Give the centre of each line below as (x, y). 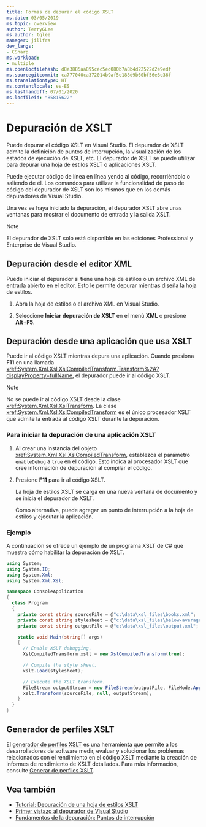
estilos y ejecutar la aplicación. (54, 517)
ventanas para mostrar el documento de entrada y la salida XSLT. (89, 214)
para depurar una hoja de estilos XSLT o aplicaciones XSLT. (82, 164)
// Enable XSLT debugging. (57, 648)
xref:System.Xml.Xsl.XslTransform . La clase (62, 406)
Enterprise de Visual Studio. (41, 244)
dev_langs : (20, 47)
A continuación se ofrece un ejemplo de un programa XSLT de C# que (95, 545)
